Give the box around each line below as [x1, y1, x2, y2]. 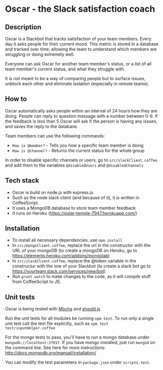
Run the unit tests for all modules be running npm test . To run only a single [5, 315, 154, 321]
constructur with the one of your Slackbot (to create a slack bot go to [12, 263, 151, 269]
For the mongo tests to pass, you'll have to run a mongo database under [5, 334, 150, 340]
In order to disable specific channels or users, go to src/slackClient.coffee [5, 157, 158, 163]
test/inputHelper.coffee [5, 326, 55, 331]
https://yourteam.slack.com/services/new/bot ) [12, 268, 106, 274]
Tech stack [5, 176, 39, 185]
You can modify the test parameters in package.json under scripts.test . [5, 359, 151, 365]
